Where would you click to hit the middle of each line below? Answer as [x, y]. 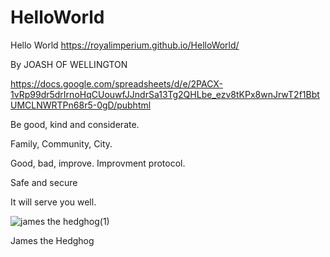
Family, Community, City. [61, 143]
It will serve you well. [53, 202]
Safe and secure [44, 182]
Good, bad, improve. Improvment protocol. [98, 163]
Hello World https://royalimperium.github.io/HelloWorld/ [125, 45]
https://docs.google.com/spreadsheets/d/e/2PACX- [116, 83]
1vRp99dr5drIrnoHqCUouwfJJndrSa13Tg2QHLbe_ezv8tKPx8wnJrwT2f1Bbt [165, 94]
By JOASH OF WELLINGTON [69, 64]
